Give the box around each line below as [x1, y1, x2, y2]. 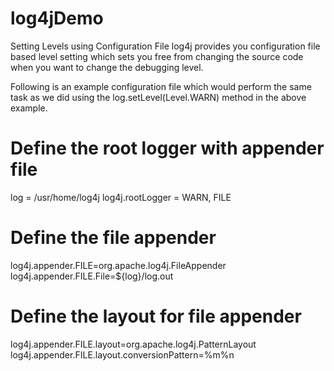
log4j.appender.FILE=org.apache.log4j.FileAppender [10, 259, 227, 271]
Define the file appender [10, 227, 217, 249]
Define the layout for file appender [10, 305, 302, 327]
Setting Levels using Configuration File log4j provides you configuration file [10, 40, 321, 52]
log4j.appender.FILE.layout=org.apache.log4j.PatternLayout [10, 338, 257, 350]
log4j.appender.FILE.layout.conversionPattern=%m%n [10, 348, 235, 361]
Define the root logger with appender [10, 137, 325, 160]
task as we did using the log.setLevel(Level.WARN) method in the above [10, 91, 307, 103]
